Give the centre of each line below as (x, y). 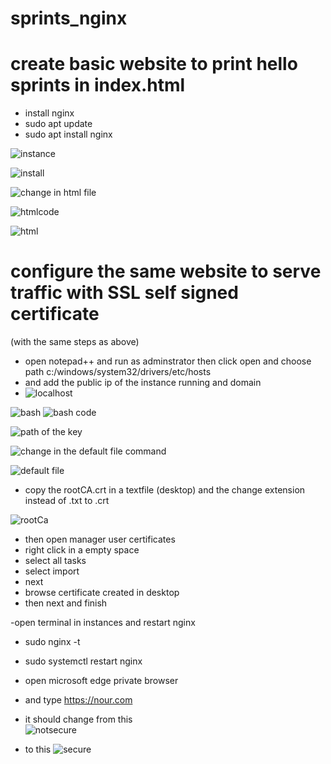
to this (38, 749)
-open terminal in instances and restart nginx (103, 623)
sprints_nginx (69, 18)
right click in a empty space (82, 550)
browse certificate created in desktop (102, 593)
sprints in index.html (98, 85)
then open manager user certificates (100, 539)
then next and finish (66, 603)
